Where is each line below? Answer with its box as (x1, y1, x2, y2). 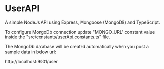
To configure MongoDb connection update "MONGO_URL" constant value (5, 29, 155, 34)
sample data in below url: (5, 49, 56, 55)
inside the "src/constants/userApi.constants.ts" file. (5, 34, 110, 40)
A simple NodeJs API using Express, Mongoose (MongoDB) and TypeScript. (5, 19, 160, 25)
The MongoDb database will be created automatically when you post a (5, 43, 149, 49)
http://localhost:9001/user (5, 58, 58, 64)
